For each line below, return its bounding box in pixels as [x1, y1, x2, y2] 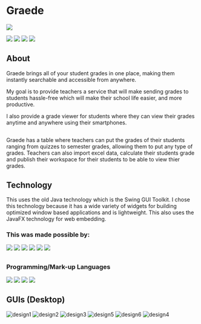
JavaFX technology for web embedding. [6, 215, 107, 222]
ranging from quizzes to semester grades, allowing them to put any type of [6, 143, 193, 150]
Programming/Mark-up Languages [6, 262, 111, 271]
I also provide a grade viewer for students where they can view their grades [6, 112, 195, 120]
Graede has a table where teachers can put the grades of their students [6, 137, 185, 144]
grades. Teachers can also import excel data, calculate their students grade [6, 149, 195, 157]
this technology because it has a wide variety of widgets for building [6, 202, 177, 209]
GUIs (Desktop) [6, 295, 65, 305]
